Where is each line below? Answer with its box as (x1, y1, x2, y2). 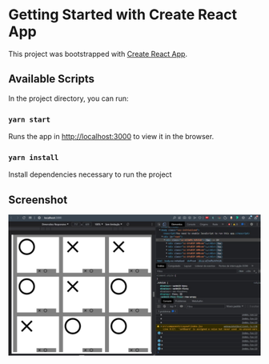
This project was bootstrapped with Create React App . (8, 49, 188, 58)
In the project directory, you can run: (8, 94, 129, 103)
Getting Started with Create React (8, 6, 238, 24)
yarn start (8, 114, 50, 124)
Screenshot (8, 193, 68, 206)
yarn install (8, 153, 59, 162)
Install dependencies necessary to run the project (8, 170, 172, 179)
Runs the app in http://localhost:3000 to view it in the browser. (8, 132, 215, 142)
